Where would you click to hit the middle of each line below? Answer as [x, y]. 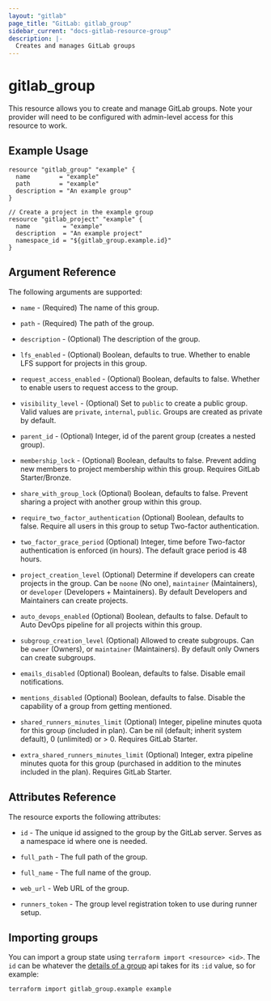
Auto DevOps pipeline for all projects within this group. [111, 625]
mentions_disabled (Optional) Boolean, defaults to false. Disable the [133, 698]
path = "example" [57, 184]
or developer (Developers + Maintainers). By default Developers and [133, 592]
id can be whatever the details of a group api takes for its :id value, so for [132, 966]
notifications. [42, 681]
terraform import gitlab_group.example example [90, 989]
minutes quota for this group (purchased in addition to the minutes [131, 763]
